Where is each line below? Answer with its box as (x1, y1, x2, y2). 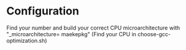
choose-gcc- (137, 30, 171, 37)
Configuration (6, 4, 80, 18)
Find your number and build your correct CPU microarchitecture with (6, 24, 180, 31)
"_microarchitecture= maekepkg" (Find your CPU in (6, 30, 137, 37)
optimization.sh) (6, 37, 47, 44)
